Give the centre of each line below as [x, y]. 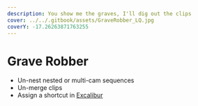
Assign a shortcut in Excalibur [60, 96]
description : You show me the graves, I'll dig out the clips [99, 14]
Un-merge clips [40, 88]
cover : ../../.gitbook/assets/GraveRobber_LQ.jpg [81, 20]
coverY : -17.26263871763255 [48, 26]
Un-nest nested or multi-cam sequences [76, 80]
